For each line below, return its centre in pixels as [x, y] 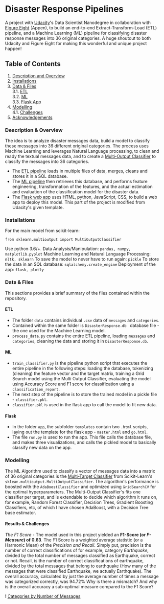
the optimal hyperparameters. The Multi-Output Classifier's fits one [73, 492]
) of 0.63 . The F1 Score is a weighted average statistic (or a [83, 540]
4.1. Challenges [27, 112]
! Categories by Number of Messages [43, 596]
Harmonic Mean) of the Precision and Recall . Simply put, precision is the [78, 545]
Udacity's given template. [38, 208]
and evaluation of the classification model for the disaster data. [76, 192]
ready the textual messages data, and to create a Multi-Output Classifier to [81, 156]
